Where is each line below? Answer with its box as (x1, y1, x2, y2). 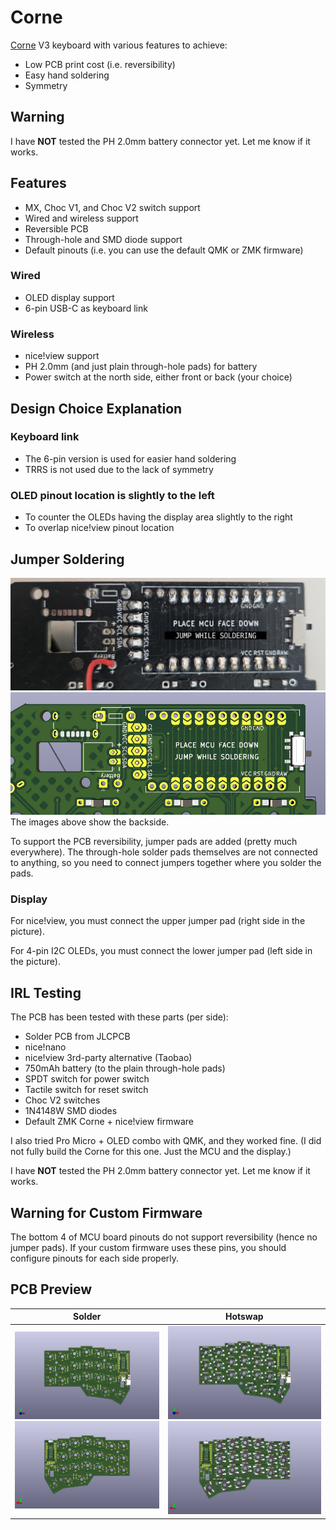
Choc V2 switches (24, 1094, 101, 1106)
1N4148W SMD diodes (24, 1105, 118, 1117)
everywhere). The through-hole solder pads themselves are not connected (10, 846, 318, 858)
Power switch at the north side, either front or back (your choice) (24, 371, 293, 383)
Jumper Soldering (10, 551, 125, 568)
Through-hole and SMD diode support (24, 233, 183, 245)
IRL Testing (10, 984, 82, 1001)
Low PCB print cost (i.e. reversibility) (24, 58, 176, 70)
